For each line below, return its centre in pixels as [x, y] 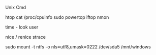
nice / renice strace [25, 37]
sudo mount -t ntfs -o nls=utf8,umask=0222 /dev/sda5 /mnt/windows [78, 47]
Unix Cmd [16, 7]
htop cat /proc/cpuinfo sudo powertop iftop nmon [57, 17]
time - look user [22, 27]
